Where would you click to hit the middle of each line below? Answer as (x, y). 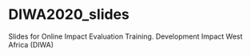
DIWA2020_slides (69, 15)
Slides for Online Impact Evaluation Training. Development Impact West (125, 36)
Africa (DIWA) (31, 44)
